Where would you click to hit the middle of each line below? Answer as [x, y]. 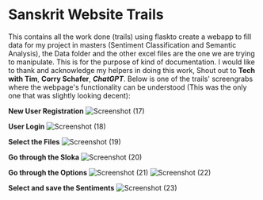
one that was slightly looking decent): [69, 95]
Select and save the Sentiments [61, 187]
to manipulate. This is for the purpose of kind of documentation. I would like [131, 62]
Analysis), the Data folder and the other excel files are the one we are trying [131, 53]
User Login [27, 126]
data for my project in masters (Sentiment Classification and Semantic [122, 44]
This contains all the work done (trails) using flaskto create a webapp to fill [130, 37]
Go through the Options [48, 172]
